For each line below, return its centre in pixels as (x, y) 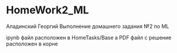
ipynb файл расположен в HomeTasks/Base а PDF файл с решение (89, 37)
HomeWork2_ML (47, 10)
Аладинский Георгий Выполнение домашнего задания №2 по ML (88, 26)
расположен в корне (32, 44)
